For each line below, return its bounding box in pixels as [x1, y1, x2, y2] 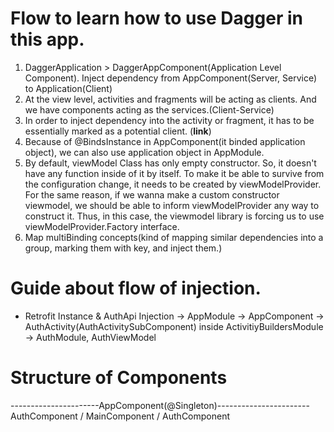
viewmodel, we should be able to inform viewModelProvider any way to [24, 199, 320, 211]
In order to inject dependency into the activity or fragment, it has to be [24, 114, 315, 126]
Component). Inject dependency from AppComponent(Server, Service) [24, 72, 318, 84]
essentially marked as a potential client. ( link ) [24, 125, 212, 137]
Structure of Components [10, 367, 228, 389]
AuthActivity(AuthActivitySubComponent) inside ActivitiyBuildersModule [24, 320, 324, 332]
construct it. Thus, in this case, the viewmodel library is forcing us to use [24, 210, 325, 222]
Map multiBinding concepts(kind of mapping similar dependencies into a [24, 231, 324, 243]
